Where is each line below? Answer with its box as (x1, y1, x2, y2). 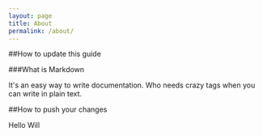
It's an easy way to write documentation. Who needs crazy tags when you (8, 80, 256, 90)
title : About (8, 19, 53, 28)
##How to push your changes (8, 104, 108, 114)
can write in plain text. (8, 89, 83, 99)
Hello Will (8, 121, 40, 130)
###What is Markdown (8, 65, 85, 74)
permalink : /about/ (8, 27, 74, 35)
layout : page (8, 11, 53, 20)
